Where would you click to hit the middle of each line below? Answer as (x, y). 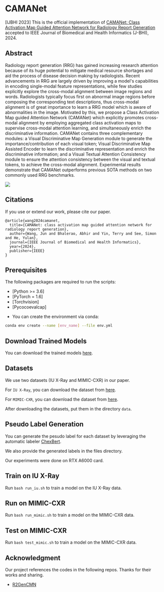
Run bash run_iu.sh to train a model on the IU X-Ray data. (63, 488)
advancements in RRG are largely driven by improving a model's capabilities (82, 81)
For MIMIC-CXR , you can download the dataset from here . (62, 399)
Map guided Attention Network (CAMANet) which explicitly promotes (75, 117)
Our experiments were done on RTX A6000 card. (55, 460)
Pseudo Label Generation (45, 424)
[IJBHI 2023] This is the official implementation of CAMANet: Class (73, 22)
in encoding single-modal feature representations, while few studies (74, 86)
